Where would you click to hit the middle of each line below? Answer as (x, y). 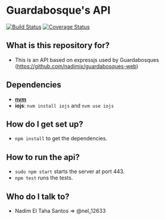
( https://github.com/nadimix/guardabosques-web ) (77, 66)
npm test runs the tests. (44, 178)
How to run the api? (43, 157)
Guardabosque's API (58, 10)
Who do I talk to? (38, 197)
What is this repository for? (58, 45)
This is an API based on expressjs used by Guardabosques (87, 59)
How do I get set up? (45, 124)
